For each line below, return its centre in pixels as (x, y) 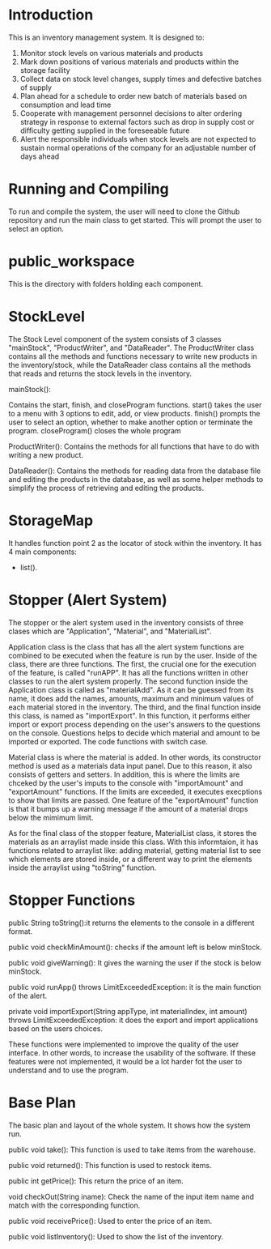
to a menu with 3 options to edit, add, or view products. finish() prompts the (134, 413)
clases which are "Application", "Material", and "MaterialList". (110, 631)
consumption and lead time (66, 104)
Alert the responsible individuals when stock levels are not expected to (138, 139)
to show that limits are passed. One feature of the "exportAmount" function (133, 800)
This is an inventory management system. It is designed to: (106, 37)
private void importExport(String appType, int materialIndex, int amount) (128, 1011)
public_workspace (72, 262)
